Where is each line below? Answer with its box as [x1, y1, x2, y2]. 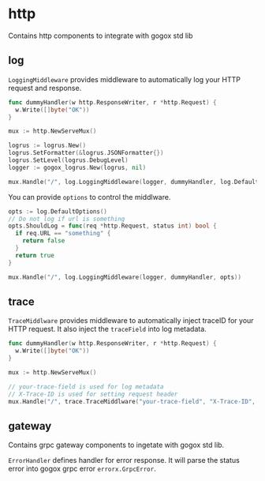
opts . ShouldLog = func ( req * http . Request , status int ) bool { [8, 222, 217, 230]
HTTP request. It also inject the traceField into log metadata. [8, 325, 207, 334]
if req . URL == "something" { [15, 230, 111, 238]
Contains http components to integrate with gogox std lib [8, 31, 193, 40]
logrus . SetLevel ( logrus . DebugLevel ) [8, 156, 129, 164]
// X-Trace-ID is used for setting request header [8, 390, 178, 398]
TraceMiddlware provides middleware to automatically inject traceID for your [8, 316, 254, 325]
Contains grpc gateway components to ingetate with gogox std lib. [8, 440, 225, 450]
